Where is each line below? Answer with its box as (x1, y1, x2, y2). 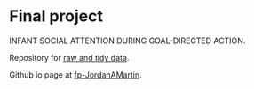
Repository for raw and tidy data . (9, 52, 130, 63)
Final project (9, 6, 104, 26)
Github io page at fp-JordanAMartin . (9, 69, 142, 80)
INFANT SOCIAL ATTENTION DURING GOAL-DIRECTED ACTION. (9, 35, 246, 46)
